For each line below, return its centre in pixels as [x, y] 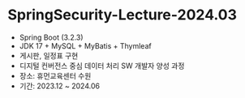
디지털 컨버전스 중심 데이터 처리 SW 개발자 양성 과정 [102, 66]
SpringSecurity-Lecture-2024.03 [122, 15]
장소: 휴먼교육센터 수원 [55, 75]
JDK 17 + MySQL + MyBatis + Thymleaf [85, 45]
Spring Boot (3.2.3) [51, 37]
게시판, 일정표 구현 [49, 55]
